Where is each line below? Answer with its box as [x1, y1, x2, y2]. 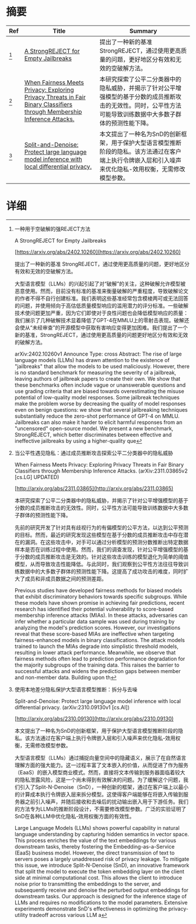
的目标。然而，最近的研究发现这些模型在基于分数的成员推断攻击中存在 [14, 531, 184, 538]
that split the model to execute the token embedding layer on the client [14, 868, 185, 875]
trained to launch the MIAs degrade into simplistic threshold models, [14, 643, 179, 650]
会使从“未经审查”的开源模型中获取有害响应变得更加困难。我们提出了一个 [14, 324, 188, 331]
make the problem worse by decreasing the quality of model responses [14, 400, 186, 407]
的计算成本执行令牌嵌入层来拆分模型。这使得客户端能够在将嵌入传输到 [14, 791, 184, 798]
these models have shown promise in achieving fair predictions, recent [14, 599, 185, 606]
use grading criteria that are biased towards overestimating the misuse [14, 387, 185, 395]
